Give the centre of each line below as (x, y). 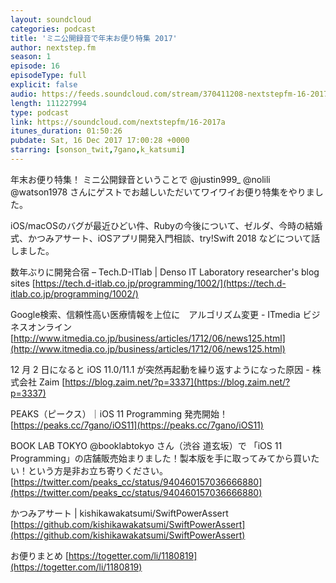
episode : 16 (35, 66)
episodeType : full (48, 76)
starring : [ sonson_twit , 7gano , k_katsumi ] (98, 150)
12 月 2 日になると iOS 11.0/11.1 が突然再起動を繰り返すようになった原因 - (160, 369)
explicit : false (44, 85)
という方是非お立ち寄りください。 (97, 470)
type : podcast (40, 112)
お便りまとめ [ (40, 555)
